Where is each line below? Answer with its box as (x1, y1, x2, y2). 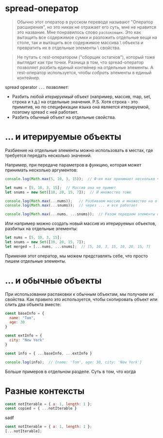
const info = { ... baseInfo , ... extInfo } (5, 351, 92, 356)
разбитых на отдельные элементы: (5, 226, 78, 232)
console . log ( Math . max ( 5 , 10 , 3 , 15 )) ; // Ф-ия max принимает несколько (5, 176, 155, 181)
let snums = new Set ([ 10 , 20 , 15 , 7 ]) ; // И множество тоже (5, 190, 131, 195)
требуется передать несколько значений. (5, 152, 92, 158)
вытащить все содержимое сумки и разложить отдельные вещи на (16, 34, 157, 40)
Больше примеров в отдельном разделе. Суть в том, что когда (5, 369, 136, 374)
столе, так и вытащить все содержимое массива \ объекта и (16, 39, 144, 45)
